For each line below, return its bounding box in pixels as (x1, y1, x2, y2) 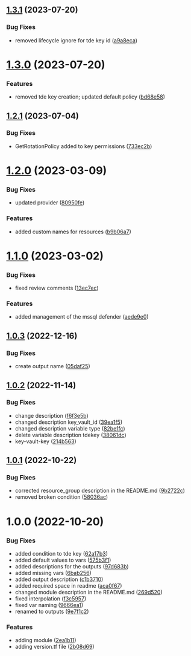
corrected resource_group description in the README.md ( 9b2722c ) (14, 487, 186, 495)
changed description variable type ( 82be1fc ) (14, 424, 125, 432)
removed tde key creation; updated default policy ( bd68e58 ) (14, 93, 166, 100)
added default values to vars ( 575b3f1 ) (14, 556, 111, 563)
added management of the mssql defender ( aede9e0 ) (14, 313, 149, 320)
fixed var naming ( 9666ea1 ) (14, 601, 84, 608)
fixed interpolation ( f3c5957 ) (14, 595, 87, 602)
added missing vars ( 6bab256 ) (14, 569, 92, 576)
